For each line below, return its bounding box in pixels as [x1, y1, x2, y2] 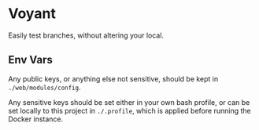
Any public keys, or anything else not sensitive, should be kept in [8, 74, 219, 83]
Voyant [8, 5, 57, 23]
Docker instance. [8, 114, 64, 124]
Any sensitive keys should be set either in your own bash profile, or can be [8, 97, 250, 107]
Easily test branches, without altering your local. [8, 31, 164, 40]
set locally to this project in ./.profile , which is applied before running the [8, 106, 251, 115]
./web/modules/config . [8, 82, 81, 92]
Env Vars [8, 53, 53, 67]
